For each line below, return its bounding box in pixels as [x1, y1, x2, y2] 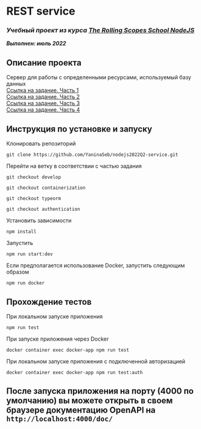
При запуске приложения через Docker [6, 335, 109, 342]
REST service [6, 4, 76, 18]
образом [6, 268, 29, 275]
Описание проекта [6, 57, 82, 68]
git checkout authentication [6, 206, 80, 213]
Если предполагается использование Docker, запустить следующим [6, 262, 185, 269]
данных [6, 80, 26, 88]
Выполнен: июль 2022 [6, 40, 66, 47]
